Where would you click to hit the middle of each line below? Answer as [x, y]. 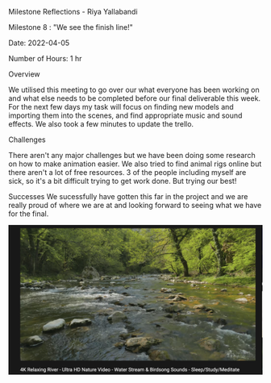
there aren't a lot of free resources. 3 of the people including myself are [127, 172]
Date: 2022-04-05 [39, 43]
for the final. [29, 214]
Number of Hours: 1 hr [45, 58]
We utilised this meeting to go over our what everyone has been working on [134, 90]
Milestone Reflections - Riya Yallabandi [73, 12]
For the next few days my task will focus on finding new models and [121, 107]
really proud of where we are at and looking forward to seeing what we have [135, 205]
